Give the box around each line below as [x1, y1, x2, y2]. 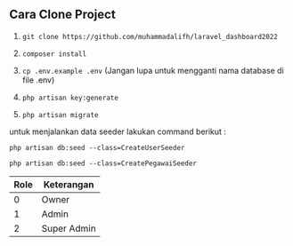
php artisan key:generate [21, 93, 118, 102]
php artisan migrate [21, 110, 99, 119]
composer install [21, 49, 87, 59]
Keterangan [43, 178, 94, 190]
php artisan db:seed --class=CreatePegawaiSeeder [9, 159, 198, 168]
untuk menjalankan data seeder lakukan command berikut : [9, 126, 227, 137]
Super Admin [41, 222, 96, 234]
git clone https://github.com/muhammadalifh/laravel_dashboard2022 [21, 32, 278, 41]
